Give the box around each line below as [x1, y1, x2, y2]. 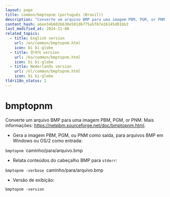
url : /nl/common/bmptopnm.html [14, 69, 81, 74]
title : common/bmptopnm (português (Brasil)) [5, 12, 103, 17]
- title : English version [10, 36, 65, 41]
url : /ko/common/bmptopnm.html [14, 54, 81, 60]
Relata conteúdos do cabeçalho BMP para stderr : [12, 157, 118, 163]
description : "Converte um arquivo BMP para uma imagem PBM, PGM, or [5, 17, 156, 22]
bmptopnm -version [5, 186, 44, 192]
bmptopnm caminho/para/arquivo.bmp [5, 147, 83, 153]
